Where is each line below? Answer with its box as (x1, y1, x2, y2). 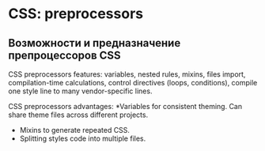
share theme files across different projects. (8, 110, 149, 119)
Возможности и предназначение (8, 36, 181, 50)
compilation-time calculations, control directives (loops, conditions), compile (8, 78, 258, 87)
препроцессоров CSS (8, 48, 121, 62)
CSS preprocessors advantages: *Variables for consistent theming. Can (8, 102, 243, 111)
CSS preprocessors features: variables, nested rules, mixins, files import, (8, 70, 246, 79)
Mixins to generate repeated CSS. (19, 126, 131, 134)
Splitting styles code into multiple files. (19, 134, 146, 143)
